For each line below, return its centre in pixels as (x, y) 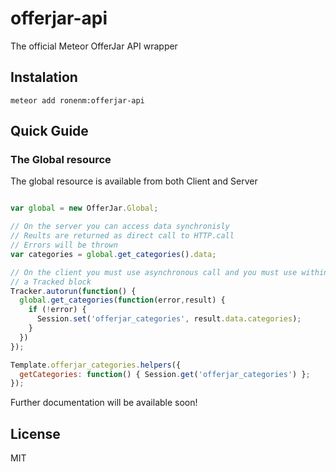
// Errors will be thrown (64, 245)
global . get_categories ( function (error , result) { (122, 300)
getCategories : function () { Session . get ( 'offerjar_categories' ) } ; (165, 374)
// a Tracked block (51, 282)
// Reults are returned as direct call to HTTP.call (122, 236)
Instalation (44, 77)
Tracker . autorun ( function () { (73, 291)
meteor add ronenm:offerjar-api (77, 100)
